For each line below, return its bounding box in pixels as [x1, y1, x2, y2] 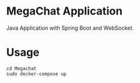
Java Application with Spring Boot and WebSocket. [6, 24, 134, 32]
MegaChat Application [6, 4, 123, 18]
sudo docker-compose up [6, 71, 67, 77]
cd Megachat [6, 65, 37, 71]
